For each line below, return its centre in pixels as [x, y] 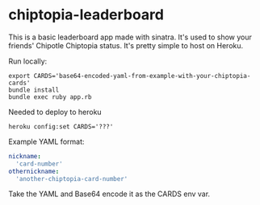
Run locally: [28, 61]
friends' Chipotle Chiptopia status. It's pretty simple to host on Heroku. [126, 45]
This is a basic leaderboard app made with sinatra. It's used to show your [130, 37]
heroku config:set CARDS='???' [61, 126]
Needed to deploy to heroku [55, 112]
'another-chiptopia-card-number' [72, 178]
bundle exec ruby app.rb [50, 97]
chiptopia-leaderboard [86, 15]
